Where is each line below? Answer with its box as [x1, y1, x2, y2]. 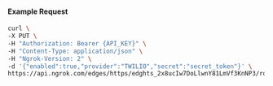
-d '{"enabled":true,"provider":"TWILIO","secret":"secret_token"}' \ [7, 62, 253, 71]
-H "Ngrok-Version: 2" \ [7, 54, 92, 62]
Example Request [7, 6, 68, 16]
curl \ [7, 24, 30, 32]
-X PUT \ [7, 32, 37, 41]
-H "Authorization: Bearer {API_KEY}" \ [7, 39, 148, 48]
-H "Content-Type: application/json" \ [7, 47, 143, 55]
